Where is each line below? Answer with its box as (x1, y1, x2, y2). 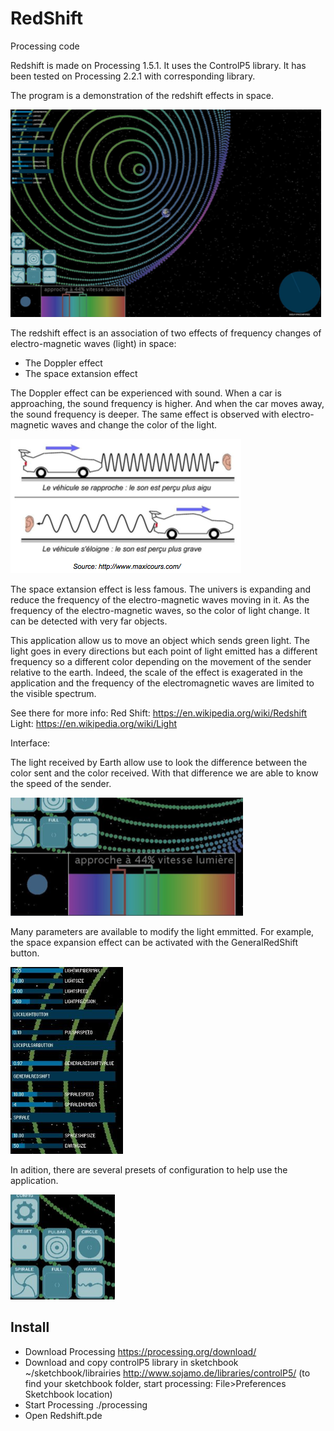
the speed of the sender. (10, 777, 112, 789)
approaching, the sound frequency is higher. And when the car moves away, (10, 397, 325, 409)
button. (10, 947, 40, 959)
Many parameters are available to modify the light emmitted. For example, (10, 925, 315, 937)
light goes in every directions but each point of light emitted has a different (10, 645, 318, 657)
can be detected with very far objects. (10, 615, 168, 627)
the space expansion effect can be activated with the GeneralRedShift (10, 936, 299, 948)
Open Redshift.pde (24, 1409, 103, 1421)
